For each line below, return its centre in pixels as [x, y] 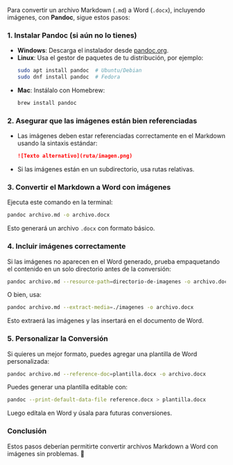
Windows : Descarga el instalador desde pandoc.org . [93, 51]
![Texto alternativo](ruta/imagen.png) [75, 156]
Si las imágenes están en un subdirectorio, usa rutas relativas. [106, 169]
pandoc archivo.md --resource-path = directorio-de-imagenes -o [99, 281]
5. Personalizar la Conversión [58, 339]
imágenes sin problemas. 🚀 [46, 453]
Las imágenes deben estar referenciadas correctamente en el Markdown [121, 136]
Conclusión [27, 431]
